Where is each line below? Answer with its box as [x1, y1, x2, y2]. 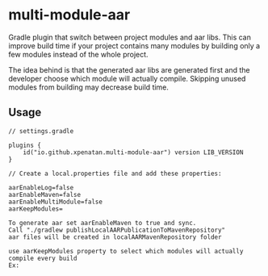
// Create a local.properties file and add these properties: [8, 169, 222, 178]
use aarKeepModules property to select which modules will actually [8, 247, 244, 255]
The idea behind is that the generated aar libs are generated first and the [8, 65, 250, 74]
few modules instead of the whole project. [8, 49, 149, 59]
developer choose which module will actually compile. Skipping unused [8, 73, 246, 83]
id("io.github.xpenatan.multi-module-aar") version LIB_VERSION [23, 148, 244, 157]
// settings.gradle [8, 127, 74, 135]
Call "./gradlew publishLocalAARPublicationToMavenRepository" [8, 226, 226, 234]
